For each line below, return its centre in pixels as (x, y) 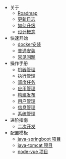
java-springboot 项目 (39, 139)
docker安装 (29, 44)
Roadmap (27, 13)
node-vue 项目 (33, 151)
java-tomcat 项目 (35, 145)
